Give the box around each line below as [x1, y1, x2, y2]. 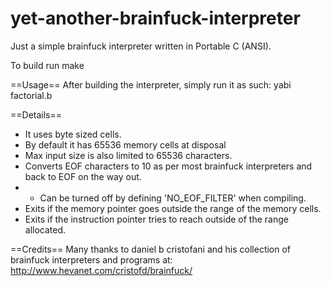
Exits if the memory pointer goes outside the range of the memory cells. [24, 202, 322, 214]
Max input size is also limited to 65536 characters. [24, 149, 233, 161]
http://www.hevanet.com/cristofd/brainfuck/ [10, 264, 193, 276]
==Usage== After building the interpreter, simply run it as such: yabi [10, 78, 292, 91]
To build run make [10, 59, 85, 71]
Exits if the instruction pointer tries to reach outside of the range [24, 213, 289, 225]
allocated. [24, 223, 67, 236]
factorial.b [10, 89, 53, 101]
